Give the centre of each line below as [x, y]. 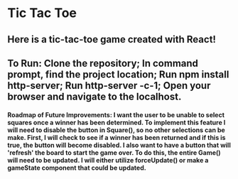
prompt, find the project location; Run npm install [118, 74]
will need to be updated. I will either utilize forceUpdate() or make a [108, 160]
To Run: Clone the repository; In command [103, 63]
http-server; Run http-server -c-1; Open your [109, 86]
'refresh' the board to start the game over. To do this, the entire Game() [114, 152]
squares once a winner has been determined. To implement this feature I [117, 122]
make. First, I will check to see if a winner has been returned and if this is [117, 137]
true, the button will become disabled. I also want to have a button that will [119, 145]
